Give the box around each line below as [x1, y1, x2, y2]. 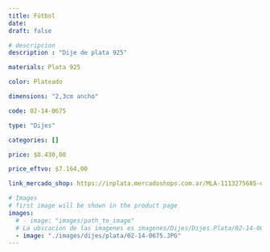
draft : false [8, 27, 52, 35]
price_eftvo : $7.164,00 [8, 165, 88, 173]
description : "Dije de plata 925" [8, 49, 128, 57]
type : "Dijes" [8, 122, 56, 130]
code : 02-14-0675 [8, 106, 67, 115]
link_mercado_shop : [8, 180, 74, 188]
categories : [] [8, 136, 59, 144]
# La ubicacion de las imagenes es [15, 224, 135, 232]
